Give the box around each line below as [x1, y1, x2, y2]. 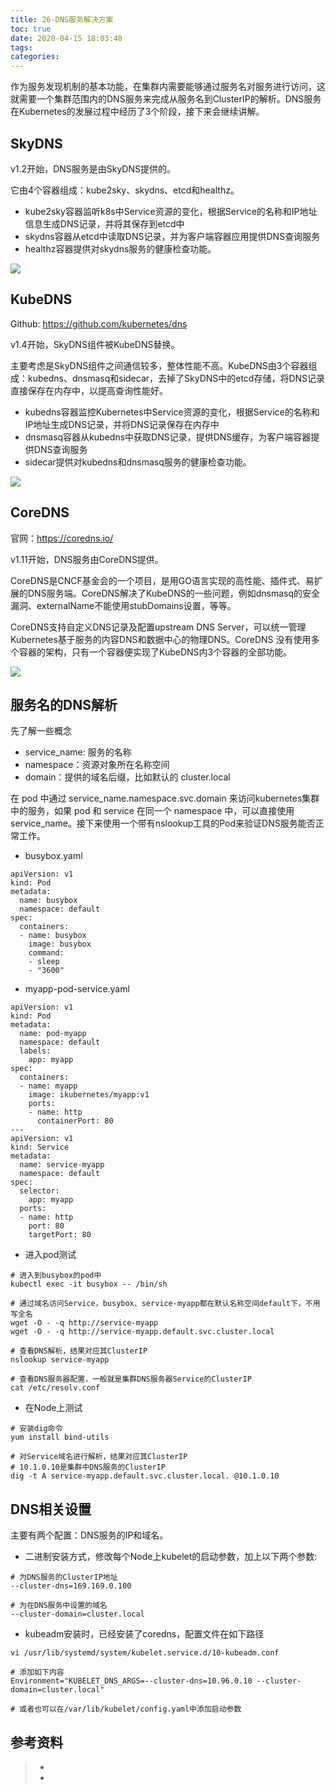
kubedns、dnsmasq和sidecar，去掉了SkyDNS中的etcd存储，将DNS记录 [27, 372, 326, 384]
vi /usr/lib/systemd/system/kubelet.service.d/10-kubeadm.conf [10, 1648, 280, 1658]
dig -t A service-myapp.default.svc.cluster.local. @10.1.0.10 [10, 1471, 280, 1481]
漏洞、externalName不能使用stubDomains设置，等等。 [10, 599, 237, 611]
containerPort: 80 [36, 1116, 114, 1126]
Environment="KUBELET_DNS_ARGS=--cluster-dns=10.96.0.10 [10, 1676, 253, 1686]
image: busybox [28, 939, 92, 950]
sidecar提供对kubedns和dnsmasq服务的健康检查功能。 [24, 456, 252, 468]
